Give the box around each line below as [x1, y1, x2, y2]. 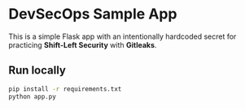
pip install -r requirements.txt [8, 85, 122, 93]
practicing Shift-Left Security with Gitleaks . [8, 40, 157, 49]
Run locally [8, 64, 67, 78]
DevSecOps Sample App [8, 5, 177, 23]
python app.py [8, 92, 57, 101]
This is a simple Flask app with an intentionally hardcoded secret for [8, 31, 237, 41]
